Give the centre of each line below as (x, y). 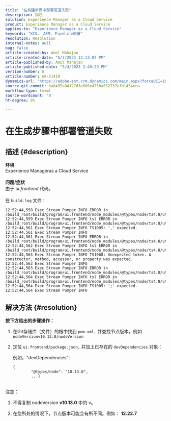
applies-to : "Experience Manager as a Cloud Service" (64, 29)
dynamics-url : (20, 81)
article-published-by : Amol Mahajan (44, 62)
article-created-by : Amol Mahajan (42, 53)
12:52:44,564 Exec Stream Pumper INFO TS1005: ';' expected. (72, 286)
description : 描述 (24, 15)
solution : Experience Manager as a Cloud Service (59, 19)
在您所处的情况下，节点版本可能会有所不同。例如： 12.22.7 (75, 413)
